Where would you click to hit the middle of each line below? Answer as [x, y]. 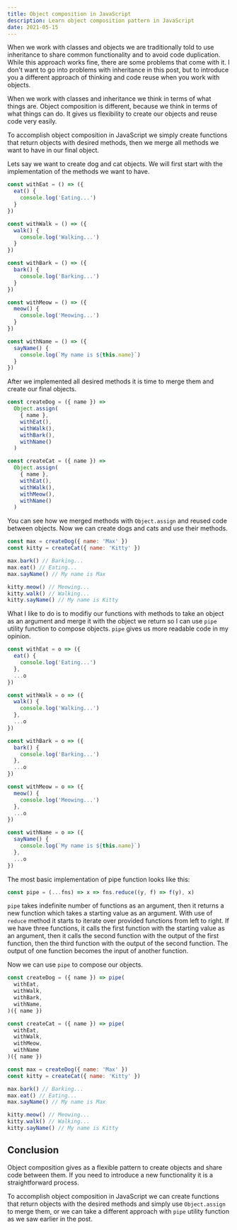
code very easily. [32, 121]
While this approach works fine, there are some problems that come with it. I [118, 62]
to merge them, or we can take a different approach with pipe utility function [118, 1211]
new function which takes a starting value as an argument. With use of [110, 913]
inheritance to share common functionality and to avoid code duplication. [114, 55]
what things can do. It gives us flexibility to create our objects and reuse [112, 114]
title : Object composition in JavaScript [69, 14]
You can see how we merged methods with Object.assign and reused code [117, 521]
